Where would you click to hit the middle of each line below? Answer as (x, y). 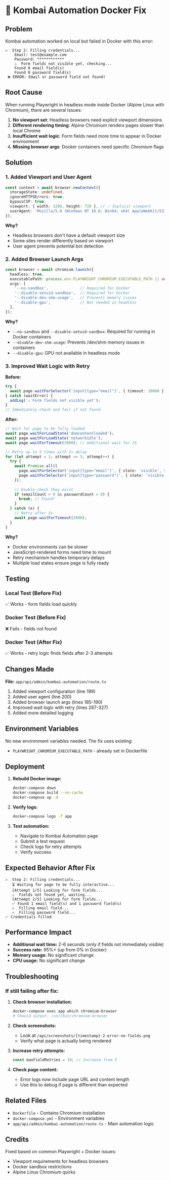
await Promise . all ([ (36, 466)
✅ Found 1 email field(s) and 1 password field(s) (67, 903)
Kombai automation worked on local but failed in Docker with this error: (79, 41)
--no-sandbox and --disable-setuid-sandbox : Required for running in (84, 331)
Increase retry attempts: (39, 1050)
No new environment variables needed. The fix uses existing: (69, 741)
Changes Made (30, 669)
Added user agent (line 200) (42, 697)
